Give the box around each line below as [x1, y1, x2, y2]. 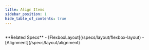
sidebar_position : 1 [5, 12, 47, 17]
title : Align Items [5, 7, 45, 12]
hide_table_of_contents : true [5, 16, 67, 21]
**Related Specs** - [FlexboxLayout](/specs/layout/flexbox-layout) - [5, 34, 145, 40]
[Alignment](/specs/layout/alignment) [5, 40, 80, 46]
